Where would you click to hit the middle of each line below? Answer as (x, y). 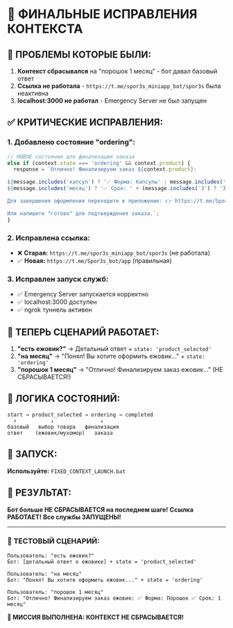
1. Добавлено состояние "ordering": (71, 142)
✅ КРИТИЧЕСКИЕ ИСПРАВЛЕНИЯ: (85, 122)
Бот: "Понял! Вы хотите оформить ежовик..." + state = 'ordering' (105, 580)
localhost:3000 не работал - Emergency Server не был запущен (112, 101)
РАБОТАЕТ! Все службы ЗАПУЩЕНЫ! (64, 517)
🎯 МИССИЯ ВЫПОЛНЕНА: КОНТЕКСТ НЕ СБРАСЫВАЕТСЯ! (96, 617)
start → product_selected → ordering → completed (80, 415)
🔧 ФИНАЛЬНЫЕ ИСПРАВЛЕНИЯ (102, 14)
